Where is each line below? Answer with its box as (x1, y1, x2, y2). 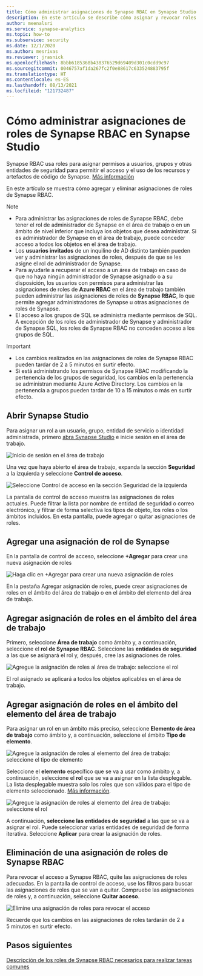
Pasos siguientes (6, 940, 73, 950)
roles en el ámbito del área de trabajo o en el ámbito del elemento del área (6, 589, 192, 596)
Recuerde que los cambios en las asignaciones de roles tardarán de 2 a (6, 916, 185, 923)
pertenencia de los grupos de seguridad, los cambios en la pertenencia (15, 374, 193, 381)
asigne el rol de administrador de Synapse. (15, 259, 122, 267)
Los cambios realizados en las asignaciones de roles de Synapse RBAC (15, 354, 194, 361)
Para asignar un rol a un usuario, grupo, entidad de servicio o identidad (6, 426, 184, 434)
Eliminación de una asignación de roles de (6, 848, 168, 858)
